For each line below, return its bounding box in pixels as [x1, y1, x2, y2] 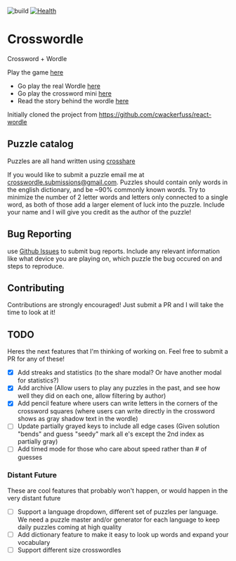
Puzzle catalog [7, 138, 74, 150]
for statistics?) [17, 376, 60, 385]
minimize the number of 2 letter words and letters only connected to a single [7, 193, 228, 201]
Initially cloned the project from [7, 110, 98, 119]
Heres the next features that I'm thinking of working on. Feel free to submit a [7, 347, 228, 356]
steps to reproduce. [7, 262, 65, 270]
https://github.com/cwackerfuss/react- [98, 110, 212, 119]
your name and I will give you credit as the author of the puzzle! [7, 207, 192, 216]
